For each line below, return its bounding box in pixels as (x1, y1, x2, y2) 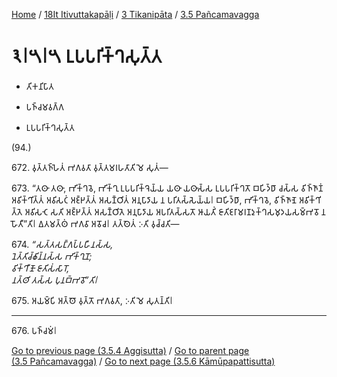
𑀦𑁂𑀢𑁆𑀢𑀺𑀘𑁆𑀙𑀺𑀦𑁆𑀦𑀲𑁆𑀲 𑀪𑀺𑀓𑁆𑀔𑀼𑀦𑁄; (11, 250, 93, 262)
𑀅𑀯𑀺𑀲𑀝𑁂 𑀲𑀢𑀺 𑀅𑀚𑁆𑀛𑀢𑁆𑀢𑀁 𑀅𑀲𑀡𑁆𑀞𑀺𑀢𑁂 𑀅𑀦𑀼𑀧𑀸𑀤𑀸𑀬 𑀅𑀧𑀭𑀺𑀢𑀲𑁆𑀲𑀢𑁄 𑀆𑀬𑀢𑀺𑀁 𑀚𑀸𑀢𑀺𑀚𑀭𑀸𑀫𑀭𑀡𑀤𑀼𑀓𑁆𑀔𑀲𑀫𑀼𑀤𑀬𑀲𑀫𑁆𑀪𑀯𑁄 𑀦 (24, 205, 327, 218)
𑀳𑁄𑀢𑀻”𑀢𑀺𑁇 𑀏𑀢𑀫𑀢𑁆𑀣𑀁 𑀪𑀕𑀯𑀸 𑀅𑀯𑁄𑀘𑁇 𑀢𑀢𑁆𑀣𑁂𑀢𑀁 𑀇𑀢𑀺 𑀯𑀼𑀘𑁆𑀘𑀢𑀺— (11, 217, 180, 229)
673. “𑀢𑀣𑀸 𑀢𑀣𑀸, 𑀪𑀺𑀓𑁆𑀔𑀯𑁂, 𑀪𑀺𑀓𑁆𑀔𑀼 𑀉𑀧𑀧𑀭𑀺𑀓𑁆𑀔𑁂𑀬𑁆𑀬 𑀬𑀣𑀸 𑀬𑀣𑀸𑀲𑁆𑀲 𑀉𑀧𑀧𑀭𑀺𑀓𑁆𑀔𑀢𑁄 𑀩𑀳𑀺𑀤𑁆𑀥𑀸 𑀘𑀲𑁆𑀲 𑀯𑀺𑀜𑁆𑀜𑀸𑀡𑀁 (11, 182, 324, 194)
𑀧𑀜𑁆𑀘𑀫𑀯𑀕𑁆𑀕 (25, 100, 65, 113)
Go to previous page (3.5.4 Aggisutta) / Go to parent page (11, 344, 250, 356)
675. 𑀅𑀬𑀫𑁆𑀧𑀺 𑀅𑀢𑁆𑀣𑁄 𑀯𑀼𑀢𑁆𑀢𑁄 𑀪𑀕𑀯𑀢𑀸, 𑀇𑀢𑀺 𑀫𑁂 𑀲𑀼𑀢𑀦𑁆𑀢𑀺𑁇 (11, 294, 173, 306)
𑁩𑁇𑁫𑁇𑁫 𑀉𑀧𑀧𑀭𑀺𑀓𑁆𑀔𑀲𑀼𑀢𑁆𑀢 (11, 45, 163, 68)
